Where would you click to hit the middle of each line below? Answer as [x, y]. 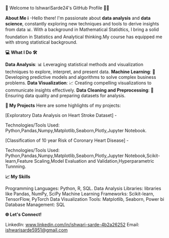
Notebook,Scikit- [142, 156]
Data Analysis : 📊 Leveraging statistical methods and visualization [74, 64]
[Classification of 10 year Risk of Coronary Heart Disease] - [67, 140]
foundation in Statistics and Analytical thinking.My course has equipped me [84, 37]
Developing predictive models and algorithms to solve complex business [81, 77]
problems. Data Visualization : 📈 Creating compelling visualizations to [78, 83]
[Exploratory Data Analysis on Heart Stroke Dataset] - [61, 115]
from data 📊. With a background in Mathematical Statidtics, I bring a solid [82, 29]
